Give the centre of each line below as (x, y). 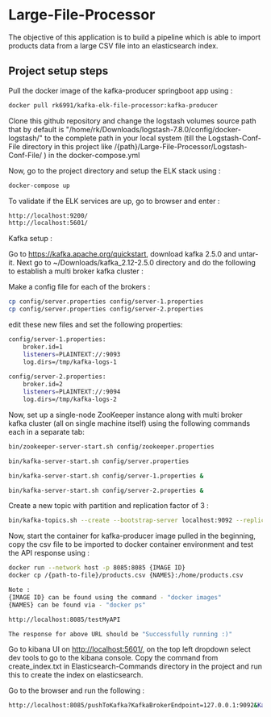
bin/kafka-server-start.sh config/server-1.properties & (106, 476)
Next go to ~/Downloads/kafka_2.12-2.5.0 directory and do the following (136, 263)
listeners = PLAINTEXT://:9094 (72, 392)
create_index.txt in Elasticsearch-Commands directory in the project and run (135, 666)
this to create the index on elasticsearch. (76, 675)
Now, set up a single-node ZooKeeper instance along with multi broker (126, 415)
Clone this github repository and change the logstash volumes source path (132, 121)
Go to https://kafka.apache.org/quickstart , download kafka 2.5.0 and (122, 254)
